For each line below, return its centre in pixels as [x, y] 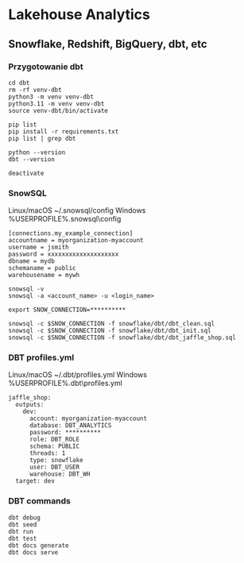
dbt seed [23, 524]
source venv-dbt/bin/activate [58, 110]
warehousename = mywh [44, 276]
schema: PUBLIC [54, 446]
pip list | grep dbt [43, 138]
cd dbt [19, 83]
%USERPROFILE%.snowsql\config [65, 219]
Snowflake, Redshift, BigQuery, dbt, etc [108, 44]
